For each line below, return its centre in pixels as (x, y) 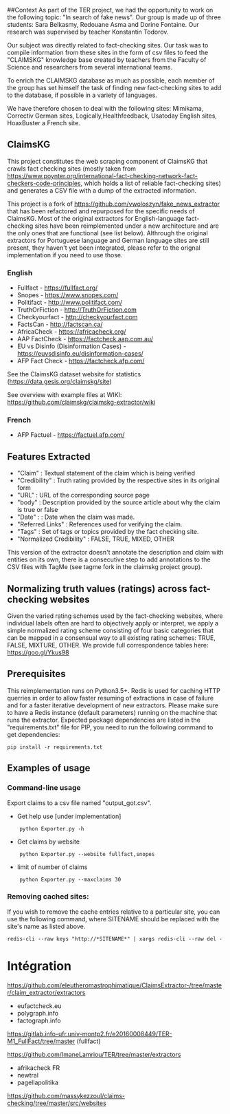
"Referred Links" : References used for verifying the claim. (100, 524)
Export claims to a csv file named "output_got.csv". (79, 803)
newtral (28, 1075)
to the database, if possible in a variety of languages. (82, 95)
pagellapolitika (38, 1082)
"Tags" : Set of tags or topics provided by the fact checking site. (108, 532)
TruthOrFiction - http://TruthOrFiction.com (77, 310)
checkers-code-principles (44, 183)
